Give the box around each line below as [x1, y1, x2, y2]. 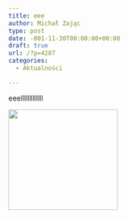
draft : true [8, 42, 48, 50]
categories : [8, 57, 48, 65]
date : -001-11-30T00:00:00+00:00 [8, 34, 121, 43]
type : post [8, 27, 45, 35]
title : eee [8, 11, 45, 20]
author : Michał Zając [8, 19, 81, 27]
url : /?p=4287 [8, 49, 56, 57]
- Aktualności [15, 64, 63, 72]
